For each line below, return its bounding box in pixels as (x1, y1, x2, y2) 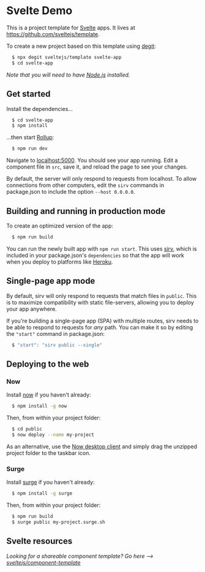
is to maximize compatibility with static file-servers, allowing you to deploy (6, 299, 195, 306)
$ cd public (12, 426, 43, 432)
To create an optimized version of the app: (6, 222, 113, 229)
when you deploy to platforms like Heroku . (6, 258, 113, 265)
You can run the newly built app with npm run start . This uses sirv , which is (6, 245, 197, 252)
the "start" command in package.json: (6, 330, 105, 337)
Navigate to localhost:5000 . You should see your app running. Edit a (6, 157, 178, 164)
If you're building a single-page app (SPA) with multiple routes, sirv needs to (6, 317, 199, 324)
